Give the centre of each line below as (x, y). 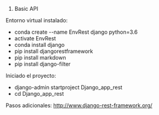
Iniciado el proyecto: (31, 76)
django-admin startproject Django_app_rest (68, 87)
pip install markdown (40, 57)
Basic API (26, 9)
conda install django (39, 45)
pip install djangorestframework (54, 51)
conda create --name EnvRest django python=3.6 (76, 32)
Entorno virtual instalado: (37, 20)
